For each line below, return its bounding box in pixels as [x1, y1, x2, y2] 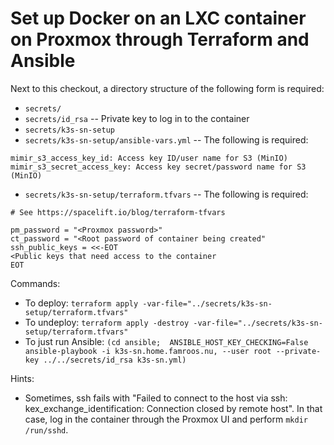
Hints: [10, 372, 35, 384]
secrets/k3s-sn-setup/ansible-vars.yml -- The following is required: [24, 133, 309, 146]
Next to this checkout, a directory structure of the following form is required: [10, 82, 325, 94]
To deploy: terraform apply [24, 297, 139, 309]
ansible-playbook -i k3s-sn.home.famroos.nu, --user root [24, 346, 272, 356]
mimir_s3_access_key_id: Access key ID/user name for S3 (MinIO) [10, 153, 288, 163]
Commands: [10, 277, 61, 289]
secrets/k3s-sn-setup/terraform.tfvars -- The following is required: [24, 188, 309, 200]
